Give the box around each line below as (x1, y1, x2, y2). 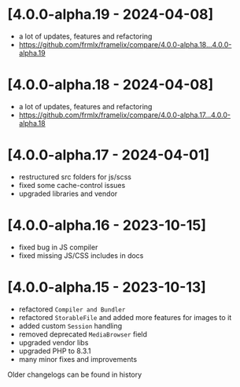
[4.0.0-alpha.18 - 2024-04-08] (7, 76, 214, 94)
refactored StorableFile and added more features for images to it (18, 312, 232, 322)
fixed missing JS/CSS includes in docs (18, 250, 144, 260)
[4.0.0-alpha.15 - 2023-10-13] (7, 278, 206, 296)
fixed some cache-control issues (18, 180, 126, 190)
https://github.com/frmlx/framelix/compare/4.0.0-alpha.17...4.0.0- (18, 110, 231, 120)
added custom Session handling (18, 321, 123, 330)
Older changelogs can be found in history (7, 370, 142, 379)
